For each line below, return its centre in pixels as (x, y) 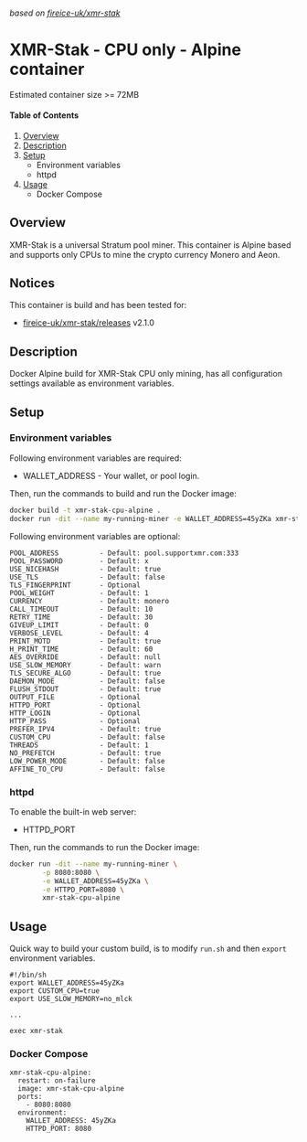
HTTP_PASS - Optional (75, 721)
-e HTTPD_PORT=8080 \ (84, 890)
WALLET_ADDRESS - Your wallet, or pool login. (111, 475)
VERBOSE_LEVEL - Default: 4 (79, 633)
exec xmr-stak (37, 1031)
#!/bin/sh (28, 975)
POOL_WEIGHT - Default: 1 (79, 593)
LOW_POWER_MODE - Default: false (88, 761)
